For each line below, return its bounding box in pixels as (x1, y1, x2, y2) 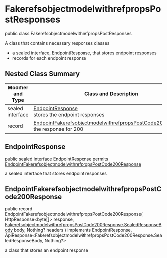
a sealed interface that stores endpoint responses (5, 171, 107, 176)
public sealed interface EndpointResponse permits (5, 156, 108, 162)
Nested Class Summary (5, 70, 80, 78)
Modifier (7, 84, 29, 91)
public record (5, 206, 33, 212)
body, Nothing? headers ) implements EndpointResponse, (14, 227, 132, 233)
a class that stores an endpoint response (5, 247, 88, 253)
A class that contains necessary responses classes (5, 40, 110, 46)
